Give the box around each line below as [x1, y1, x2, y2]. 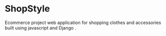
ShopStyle [5, 3, 50, 14]
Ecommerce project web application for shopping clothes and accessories [5, 19, 161, 25]
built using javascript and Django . [5, 24, 77, 30]
